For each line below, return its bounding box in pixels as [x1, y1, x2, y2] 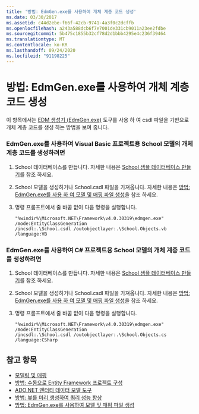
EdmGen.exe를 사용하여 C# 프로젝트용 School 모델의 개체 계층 [6, 246, 178, 254]
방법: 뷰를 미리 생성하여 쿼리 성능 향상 [14, 394, 102, 401]
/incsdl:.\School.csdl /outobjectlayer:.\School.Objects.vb [14, 225, 167, 232]
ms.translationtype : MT [6, 36, 65, 42]
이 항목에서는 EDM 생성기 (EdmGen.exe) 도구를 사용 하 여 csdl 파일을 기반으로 [6, 116, 189, 123]
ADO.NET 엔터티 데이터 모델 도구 [14, 386, 92, 393]
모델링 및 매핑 [14, 371, 47, 378]
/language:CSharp [14, 337, 58, 343]
